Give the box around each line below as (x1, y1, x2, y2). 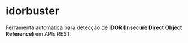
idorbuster (5, 4, 60, 18)
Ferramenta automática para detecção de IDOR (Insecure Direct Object (5, 24, 183, 31)
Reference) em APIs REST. (5, 30, 72, 37)
